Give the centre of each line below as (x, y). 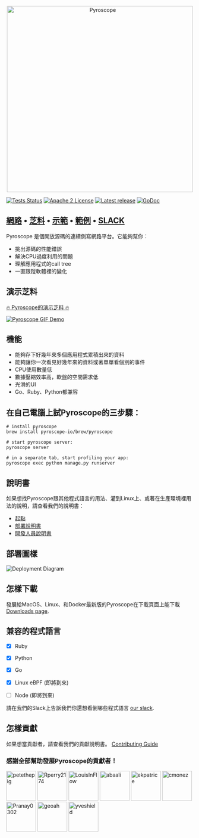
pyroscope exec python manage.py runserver (61, 463)
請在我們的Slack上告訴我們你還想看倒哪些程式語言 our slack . (80, 708)
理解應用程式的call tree (43, 264)
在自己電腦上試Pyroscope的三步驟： (73, 412)
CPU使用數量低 (33, 370)
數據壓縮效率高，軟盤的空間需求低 (56, 377)
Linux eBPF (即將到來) (42, 683)
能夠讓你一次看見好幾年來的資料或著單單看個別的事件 (80, 362)
